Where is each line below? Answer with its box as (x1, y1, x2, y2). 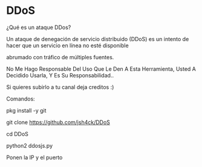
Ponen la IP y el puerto (6, 154, 63, 161)
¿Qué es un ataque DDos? (6, 24, 71, 31)
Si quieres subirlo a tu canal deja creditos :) (6, 83, 114, 91)
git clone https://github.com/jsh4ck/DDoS (6, 119, 111, 126)
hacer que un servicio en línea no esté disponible (6, 42, 129, 49)
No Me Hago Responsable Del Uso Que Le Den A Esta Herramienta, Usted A (6, 65, 197, 73)
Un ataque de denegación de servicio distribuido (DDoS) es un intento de (6, 35, 189, 42)
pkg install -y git (6, 106, 47, 114)
